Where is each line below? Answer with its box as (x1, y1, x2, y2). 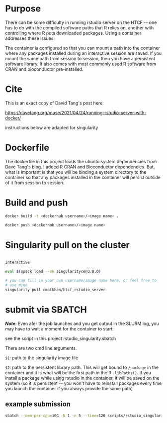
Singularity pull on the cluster (5, 239, 130, 250)
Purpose (5, 3, 41, 14)
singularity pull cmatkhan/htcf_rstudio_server (5, 287, 106, 292)
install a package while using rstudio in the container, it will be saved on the (5, 375, 160, 381)
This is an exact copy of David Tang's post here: (5, 100, 104, 106)
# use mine (5, 283, 28, 288)
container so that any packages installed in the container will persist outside (5, 174, 161, 180)
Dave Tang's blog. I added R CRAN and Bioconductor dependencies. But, (5, 164, 155, 170)
